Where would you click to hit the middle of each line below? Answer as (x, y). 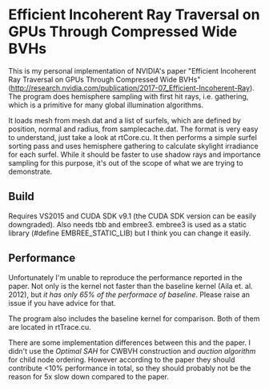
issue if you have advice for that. (62, 303)
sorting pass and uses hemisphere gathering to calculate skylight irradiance (133, 146)
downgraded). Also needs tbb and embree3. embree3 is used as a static (127, 224)
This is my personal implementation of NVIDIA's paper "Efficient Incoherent (132, 70)
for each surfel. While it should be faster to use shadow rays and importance (134, 154)
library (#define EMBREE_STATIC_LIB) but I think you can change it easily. (130, 233)
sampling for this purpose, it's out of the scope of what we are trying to (126, 162)
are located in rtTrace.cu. (50, 327)
